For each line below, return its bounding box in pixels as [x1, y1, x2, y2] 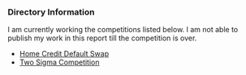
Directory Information [7, 6, 95, 18]
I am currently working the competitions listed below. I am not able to [7, 25, 239, 35]
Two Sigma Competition [19, 57, 100, 67]
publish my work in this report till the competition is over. [7, 33, 197, 43]
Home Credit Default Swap [19, 49, 110, 59]
